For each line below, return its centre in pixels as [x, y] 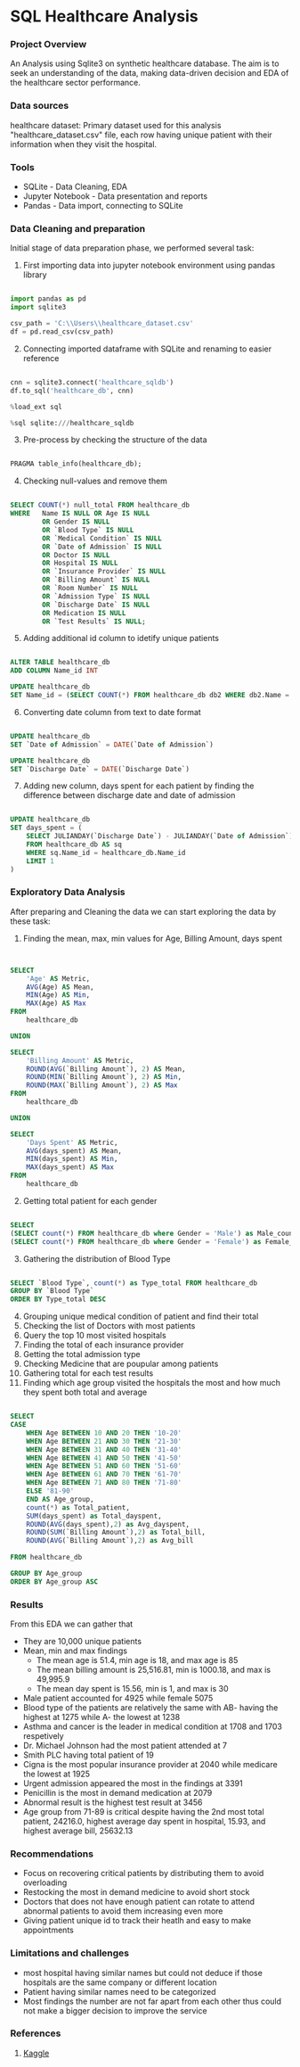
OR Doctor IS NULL [76, 555]
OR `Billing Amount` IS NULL [96, 580]
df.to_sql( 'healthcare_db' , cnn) [72, 391]
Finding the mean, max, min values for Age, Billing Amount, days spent [153, 938]
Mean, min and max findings [75, 1651]
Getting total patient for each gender [90, 1200]
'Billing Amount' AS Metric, [80, 1060]
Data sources [40, 106]
